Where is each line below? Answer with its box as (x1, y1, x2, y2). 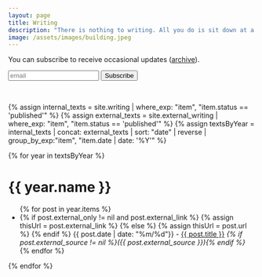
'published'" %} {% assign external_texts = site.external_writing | (8, 111, 218, 120)
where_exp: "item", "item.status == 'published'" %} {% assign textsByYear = (8, 119, 255, 129)
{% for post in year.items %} (19, 205, 111, 214)
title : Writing (8, 19, 58, 27)
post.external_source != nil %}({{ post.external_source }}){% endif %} (19, 238, 246, 247)
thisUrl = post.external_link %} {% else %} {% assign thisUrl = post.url (19, 221, 247, 231)
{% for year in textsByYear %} (8, 151, 105, 161)
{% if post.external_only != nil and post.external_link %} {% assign (19, 213, 234, 222)
